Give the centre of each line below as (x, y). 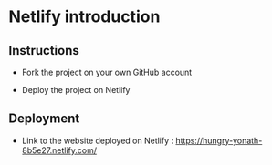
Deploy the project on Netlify (76, 90)
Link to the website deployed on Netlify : (98, 140)
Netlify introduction (84, 17)
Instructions (44, 51)
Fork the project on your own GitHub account (107, 72)
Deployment (44, 119)
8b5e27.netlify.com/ (59, 150)
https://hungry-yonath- (219, 140)
